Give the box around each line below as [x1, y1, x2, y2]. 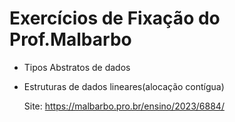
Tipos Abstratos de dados [23, 61, 131, 73]
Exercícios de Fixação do [9, 7, 221, 30]
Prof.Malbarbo [9, 28, 132, 51]
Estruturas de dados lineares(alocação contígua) [23, 80, 225, 92]
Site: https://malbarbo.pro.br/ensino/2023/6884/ [23, 100, 225, 112]
